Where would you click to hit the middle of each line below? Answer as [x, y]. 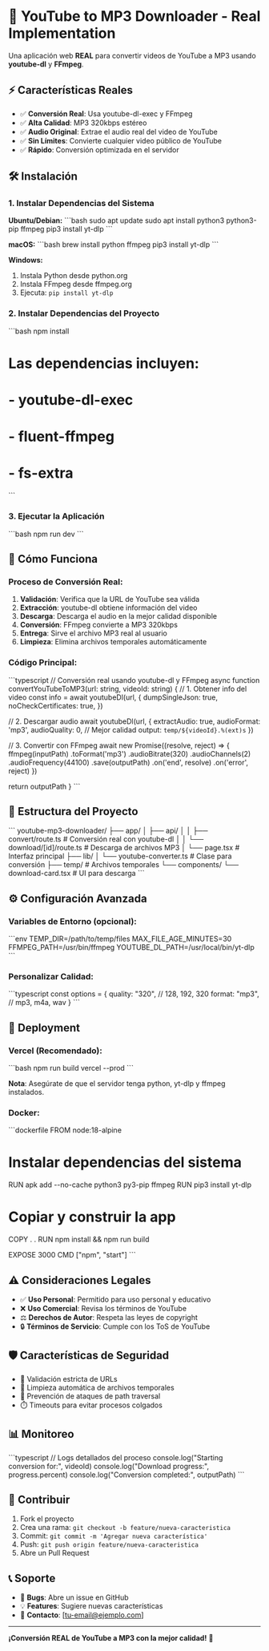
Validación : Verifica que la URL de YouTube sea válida [110, 599]
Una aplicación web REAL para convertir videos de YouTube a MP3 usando [132, 55]
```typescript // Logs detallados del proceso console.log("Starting [116, 1457]
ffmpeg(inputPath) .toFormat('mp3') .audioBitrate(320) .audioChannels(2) [130, 753]
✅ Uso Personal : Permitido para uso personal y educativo [115, 1299]
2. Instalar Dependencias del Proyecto [84, 313]
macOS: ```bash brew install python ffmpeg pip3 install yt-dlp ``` [114, 244]
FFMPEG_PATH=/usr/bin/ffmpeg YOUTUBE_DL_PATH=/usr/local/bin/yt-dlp [131, 947]
